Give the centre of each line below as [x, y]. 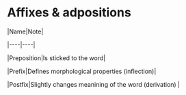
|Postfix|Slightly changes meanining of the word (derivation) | [94, 84]
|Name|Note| [25, 31]
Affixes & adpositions [69, 13]
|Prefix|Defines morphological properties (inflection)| [82, 71]
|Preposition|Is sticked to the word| [56, 58]
